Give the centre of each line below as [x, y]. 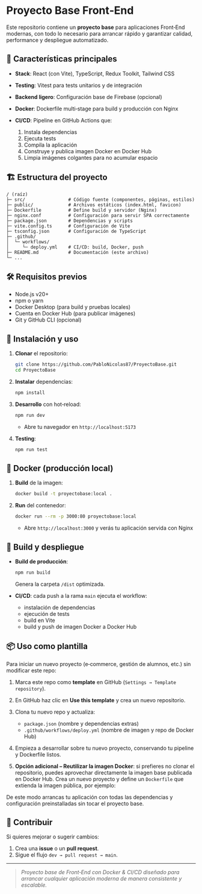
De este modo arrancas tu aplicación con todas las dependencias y [90, 797]
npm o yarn [29, 301]
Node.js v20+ [32, 294]
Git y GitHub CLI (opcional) [48, 320]
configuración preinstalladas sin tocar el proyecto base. [75, 804]
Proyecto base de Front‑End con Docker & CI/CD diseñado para [100, 872]
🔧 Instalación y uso [42, 339]
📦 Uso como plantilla [47, 646]
